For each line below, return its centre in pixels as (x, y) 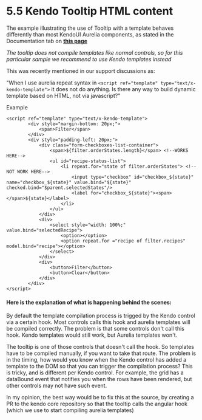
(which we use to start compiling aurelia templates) (70, 410)
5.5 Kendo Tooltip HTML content (90, 11)
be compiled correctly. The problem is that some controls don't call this (96, 329)
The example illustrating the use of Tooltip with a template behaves (90, 28)
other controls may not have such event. (57, 386)
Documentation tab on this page (47, 41)
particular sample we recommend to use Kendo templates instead (89, 59)
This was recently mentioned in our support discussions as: (81, 71)
